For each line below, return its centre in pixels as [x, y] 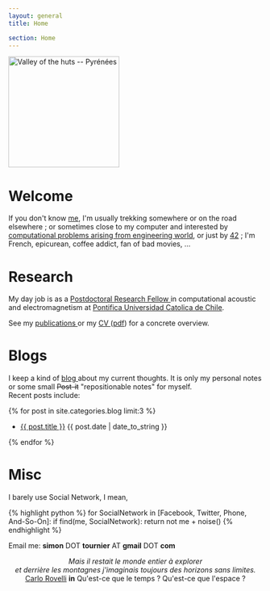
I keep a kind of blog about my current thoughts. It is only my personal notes [135, 378]
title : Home [28, 23]
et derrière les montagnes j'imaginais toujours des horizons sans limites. [135, 570]
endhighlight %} [35, 530]
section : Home [32, 38]
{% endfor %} [31, 442]
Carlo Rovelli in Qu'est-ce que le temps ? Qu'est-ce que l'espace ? [135, 579]
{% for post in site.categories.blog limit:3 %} [82, 411]
